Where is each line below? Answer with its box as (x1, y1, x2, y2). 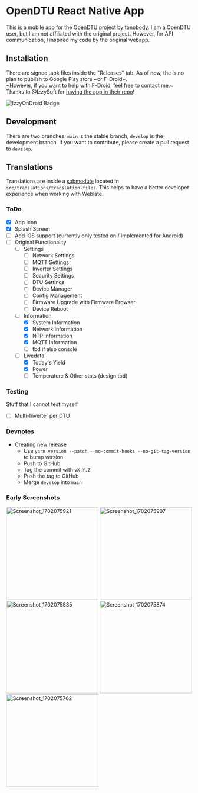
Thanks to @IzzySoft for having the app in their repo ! (6, 88, 135, 95)
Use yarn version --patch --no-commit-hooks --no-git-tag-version (23, 447, 190, 454)
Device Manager (32, 285, 72, 292)
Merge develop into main (23, 478, 82, 486)
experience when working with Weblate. (6, 191, 104, 198)
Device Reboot (32, 305, 68, 312)
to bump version (23, 453, 64, 460)
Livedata (23, 352, 45, 359)
